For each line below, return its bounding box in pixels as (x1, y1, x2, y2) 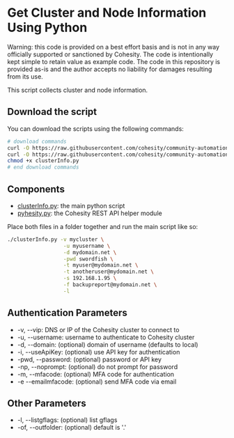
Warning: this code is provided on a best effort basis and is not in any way (7, 42, 220, 51)
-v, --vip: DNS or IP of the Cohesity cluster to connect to (17, 325, 180, 334)
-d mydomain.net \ (63, 249, 117, 256)
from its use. (7, 72, 43, 81)
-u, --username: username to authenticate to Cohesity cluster (17, 333, 195, 341)
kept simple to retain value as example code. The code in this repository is (7, 57, 221, 65)
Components (7, 183, 65, 195)
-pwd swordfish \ (63, 256, 114, 263)
